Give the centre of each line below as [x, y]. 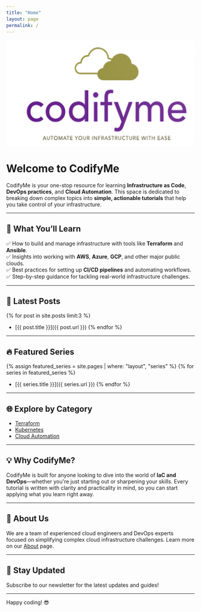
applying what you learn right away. [50, 494]
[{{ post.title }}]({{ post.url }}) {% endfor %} [68, 327]
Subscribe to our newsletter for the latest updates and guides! [83, 585]
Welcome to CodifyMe [63, 169]
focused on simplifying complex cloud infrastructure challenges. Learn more [100, 539]
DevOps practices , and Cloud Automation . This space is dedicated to [93, 192]
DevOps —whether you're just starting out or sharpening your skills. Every [97, 481]
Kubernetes [29, 430]
